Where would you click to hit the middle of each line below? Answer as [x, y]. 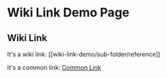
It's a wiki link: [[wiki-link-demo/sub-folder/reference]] [84, 54]
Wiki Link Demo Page [68, 13]
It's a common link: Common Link [54, 67]
